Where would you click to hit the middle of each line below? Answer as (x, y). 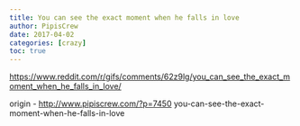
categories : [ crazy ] (48, 43)
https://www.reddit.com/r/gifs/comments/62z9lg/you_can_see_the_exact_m (150, 76)
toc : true (28, 51)
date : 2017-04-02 (42, 34)
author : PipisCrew (44, 26)
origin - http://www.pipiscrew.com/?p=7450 (91, 103)
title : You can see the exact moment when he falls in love (125, 18)
